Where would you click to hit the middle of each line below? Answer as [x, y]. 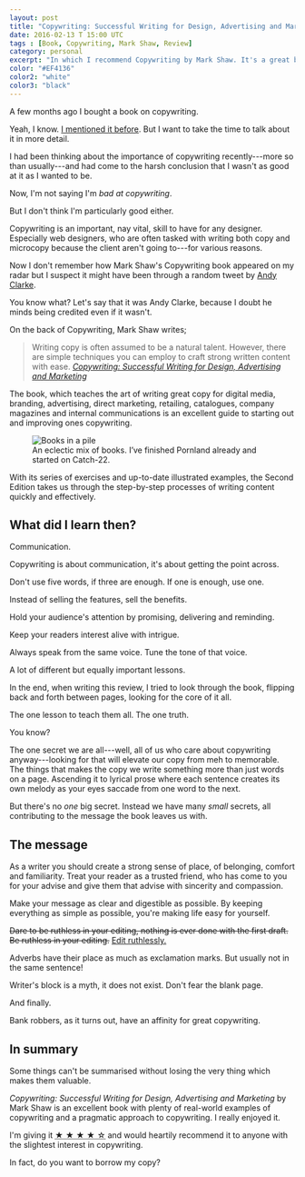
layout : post [34, 18]
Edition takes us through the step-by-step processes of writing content [142, 486]
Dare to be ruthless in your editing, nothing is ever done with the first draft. [149, 931]
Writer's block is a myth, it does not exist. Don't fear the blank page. [136, 985]
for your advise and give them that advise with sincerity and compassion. [147, 886]
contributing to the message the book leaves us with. [108, 816]
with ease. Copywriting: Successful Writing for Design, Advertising [156, 366]
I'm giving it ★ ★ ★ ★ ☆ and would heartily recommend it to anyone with [149, 1135]
